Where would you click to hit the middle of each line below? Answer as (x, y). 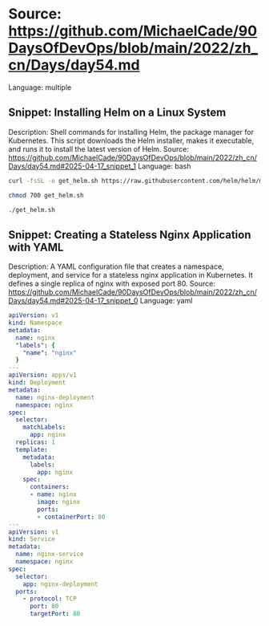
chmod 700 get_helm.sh (46, 195)
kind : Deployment (37, 383)
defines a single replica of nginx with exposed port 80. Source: (112, 284)
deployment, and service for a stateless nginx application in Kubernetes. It (131, 275)
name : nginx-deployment (55, 397)
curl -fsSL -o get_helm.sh (53, 181)
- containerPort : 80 (71, 517)
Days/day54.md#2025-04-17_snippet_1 (72, 166)
